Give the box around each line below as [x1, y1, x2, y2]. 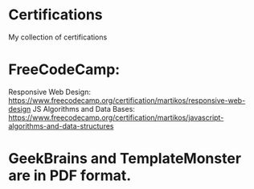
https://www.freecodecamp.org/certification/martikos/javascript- [8, 113, 224, 122]
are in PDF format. [8, 166, 132, 185]
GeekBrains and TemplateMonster [8, 150, 242, 168]
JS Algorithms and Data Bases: [32, 104, 135, 113]
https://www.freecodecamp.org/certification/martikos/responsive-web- [8, 95, 246, 105]
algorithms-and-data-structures [8, 121, 114, 130]
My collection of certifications [8, 32, 108, 42]
